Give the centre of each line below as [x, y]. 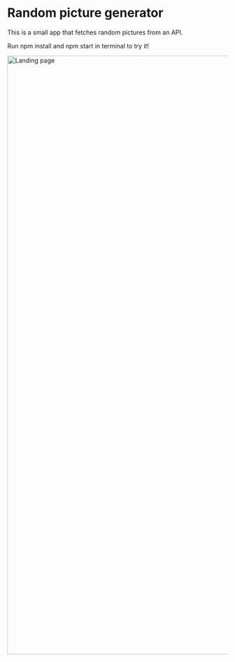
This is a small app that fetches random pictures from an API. [95, 32]
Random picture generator [85, 13]
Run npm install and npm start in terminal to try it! [78, 46]
